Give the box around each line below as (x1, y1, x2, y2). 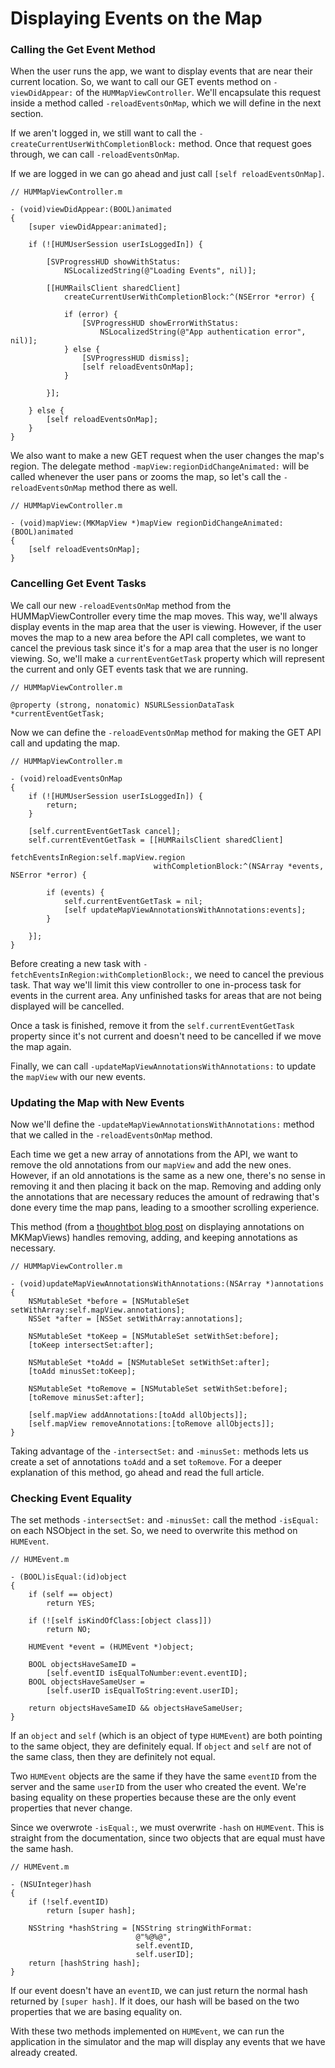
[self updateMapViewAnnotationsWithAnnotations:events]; (63, 905, 307, 915)
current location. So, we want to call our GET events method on (10, 76, 272, 88)
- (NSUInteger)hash (10, 1880, 92, 1890)
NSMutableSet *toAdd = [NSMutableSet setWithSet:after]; (28, 1358, 271, 1368)
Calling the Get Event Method (10, 43, 156, 57)
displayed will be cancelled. (10, 1000, 125, 1012)
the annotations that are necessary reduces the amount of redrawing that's (10, 1191, 320, 1203)
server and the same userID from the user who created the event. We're (10, 1781, 307, 1793)
